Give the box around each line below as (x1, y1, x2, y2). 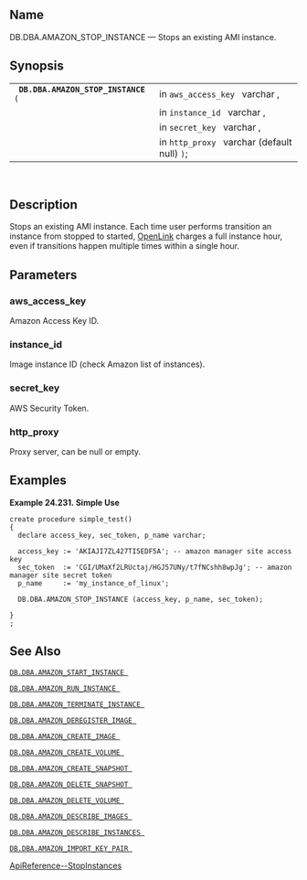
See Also (9, 644, 61, 660)
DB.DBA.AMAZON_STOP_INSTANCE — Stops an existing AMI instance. (9, 31, 277, 42)
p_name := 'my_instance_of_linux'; (17, 578, 170, 588)
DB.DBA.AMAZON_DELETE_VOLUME (9, 796, 121, 805)
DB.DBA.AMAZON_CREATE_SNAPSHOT (9, 764, 129, 773)
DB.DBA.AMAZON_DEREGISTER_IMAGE (9, 715, 132, 725)
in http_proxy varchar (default (159, 135, 292, 148)
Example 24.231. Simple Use (9, 497, 121, 508)
